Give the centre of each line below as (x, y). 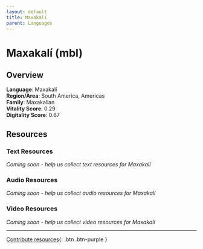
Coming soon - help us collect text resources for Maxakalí (79, 165)
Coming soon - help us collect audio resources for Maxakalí (81, 193)
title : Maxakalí (27, 17)
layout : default (27, 12)
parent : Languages (29, 23)
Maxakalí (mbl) (45, 53)
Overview (25, 75)
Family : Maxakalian (31, 102)
